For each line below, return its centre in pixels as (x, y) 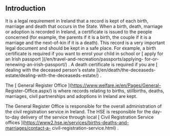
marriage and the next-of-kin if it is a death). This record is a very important (85, 43)
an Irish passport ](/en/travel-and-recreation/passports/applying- (75, 59)
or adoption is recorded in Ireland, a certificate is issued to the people (79, 32)
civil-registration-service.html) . (85, 128)
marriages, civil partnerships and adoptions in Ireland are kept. (71, 96)
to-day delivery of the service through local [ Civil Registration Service (80, 117)
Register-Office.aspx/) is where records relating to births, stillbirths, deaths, (85, 91)
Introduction (26, 8)
